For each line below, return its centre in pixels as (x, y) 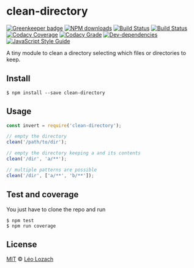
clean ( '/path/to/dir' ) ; (37, 142)
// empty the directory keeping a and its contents (73, 153)
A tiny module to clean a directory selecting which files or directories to (96, 53)
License (22, 244)
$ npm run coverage (31, 226)
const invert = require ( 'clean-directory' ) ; (64, 125)
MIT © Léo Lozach (30, 259)
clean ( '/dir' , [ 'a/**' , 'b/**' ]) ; (50, 175)
